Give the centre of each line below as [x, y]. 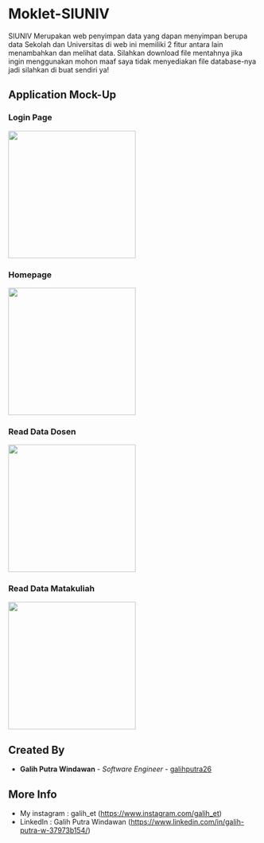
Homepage [30, 274]
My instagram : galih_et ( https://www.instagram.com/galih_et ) [121, 814]
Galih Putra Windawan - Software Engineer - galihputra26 [116, 769]
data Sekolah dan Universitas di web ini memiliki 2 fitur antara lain [116, 44]
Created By [37, 750]
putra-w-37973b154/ [54, 830]
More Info [33, 794]
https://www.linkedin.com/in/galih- [188, 822]
